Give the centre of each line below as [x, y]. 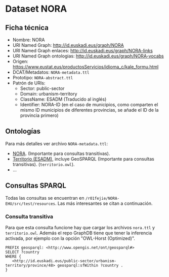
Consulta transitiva [29, 217]
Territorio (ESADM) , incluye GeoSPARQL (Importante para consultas [83, 159]
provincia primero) [39, 115]
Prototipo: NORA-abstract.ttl [43, 78]
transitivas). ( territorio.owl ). [44, 164]
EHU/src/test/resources [30, 204]
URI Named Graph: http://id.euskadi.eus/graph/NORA [68, 45]
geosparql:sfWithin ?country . [90, 265]
